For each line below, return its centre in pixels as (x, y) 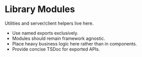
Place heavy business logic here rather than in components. (75, 43)
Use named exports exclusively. (45, 33)
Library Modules (40, 9)
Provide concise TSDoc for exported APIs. (56, 49)
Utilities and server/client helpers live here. (49, 23)
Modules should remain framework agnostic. (59, 38)
